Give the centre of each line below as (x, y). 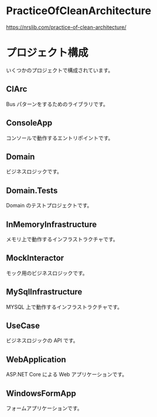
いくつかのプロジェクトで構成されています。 (60, 70)
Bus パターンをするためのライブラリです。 (57, 104)
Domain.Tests (32, 191)
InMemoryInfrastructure (52, 224)
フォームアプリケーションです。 (44, 408)
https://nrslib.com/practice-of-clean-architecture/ (66, 27)
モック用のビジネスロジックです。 (47, 273)
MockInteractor (35, 258)
